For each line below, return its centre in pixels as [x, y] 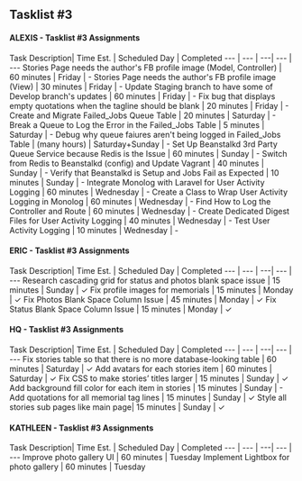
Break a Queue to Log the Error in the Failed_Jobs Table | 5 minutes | [137, 124]
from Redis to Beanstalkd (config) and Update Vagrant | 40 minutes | [137, 163]
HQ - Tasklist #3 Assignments [67, 330]
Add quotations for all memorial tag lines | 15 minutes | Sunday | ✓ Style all [148, 397]
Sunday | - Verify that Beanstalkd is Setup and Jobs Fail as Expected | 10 [144, 172]
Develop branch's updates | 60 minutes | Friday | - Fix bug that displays [142, 96]
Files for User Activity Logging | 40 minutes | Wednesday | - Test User [140, 221]
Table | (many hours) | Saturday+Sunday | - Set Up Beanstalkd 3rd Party [143, 144]
